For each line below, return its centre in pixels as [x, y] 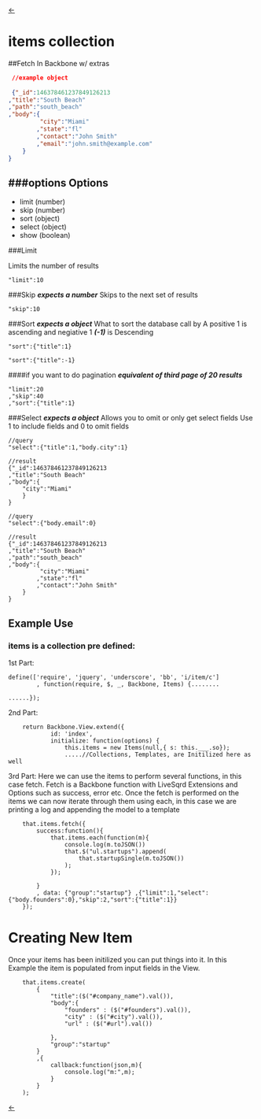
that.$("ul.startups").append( [116, 851]
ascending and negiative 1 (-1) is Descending [81, 332]
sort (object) [40, 219]
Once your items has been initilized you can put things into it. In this [118, 959]
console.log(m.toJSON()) [105, 844]
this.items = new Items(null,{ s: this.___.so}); [147, 747]
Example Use [41, 623]
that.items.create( [54, 982]
